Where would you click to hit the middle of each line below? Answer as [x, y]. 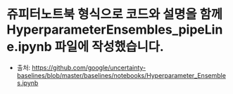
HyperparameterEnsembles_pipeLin [115, 30]
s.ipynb [27, 83]
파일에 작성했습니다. [109, 47]
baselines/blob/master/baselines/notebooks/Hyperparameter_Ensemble [121, 75]
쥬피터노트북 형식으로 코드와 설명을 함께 [115, 14]
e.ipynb [29, 47]
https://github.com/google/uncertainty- [89, 67]
